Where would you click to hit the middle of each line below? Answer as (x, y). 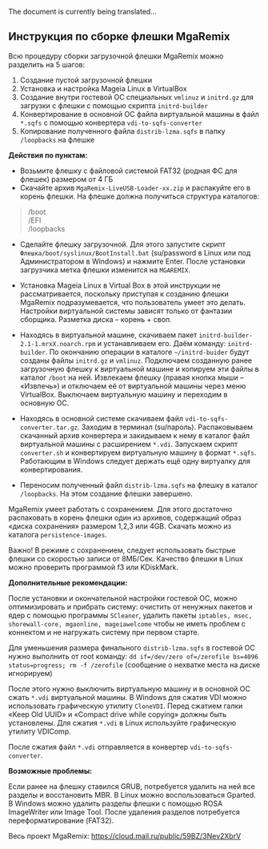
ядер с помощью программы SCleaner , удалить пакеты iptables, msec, (130, 615)
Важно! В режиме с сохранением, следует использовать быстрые (122, 550)
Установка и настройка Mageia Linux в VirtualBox (103, 88)
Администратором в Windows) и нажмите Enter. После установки (132, 261)
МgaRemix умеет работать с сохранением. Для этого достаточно (120, 509)
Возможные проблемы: (50, 771)
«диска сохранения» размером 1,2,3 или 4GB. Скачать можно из (120, 526)
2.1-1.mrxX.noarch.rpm (58, 344)
